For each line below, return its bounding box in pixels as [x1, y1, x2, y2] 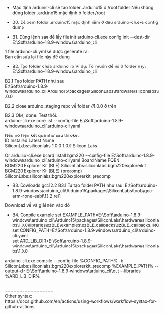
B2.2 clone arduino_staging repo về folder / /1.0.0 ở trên [5, 103, 117, 109]
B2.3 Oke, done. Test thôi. [5, 112, 58, 118]
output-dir [5, 268, 26, 274]
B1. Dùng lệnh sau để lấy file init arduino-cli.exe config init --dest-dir [12, 34, 150, 40]
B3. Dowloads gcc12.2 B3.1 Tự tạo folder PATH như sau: [12, 182, 124, 188]
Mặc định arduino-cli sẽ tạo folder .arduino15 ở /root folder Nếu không [12, 5, 154, 10]
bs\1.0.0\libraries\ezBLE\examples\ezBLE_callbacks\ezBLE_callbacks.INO [12, 223, 160, 228]
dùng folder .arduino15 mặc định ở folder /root [12, 10, 105, 16]
